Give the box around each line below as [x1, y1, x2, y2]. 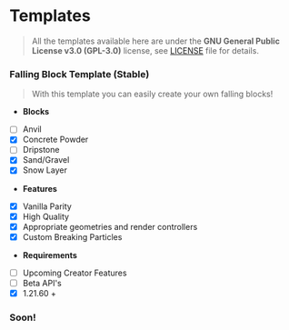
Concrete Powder [22, 134, 89, 145]
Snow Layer [22, 165, 68, 175]
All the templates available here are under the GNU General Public [31, 35, 280, 46]
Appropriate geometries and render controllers [22, 221, 198, 232]
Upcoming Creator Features [22, 267, 127, 278]
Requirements [22, 249, 77, 260]
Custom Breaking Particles [22, 231, 123, 242]
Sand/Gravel [22, 155, 70, 165]
